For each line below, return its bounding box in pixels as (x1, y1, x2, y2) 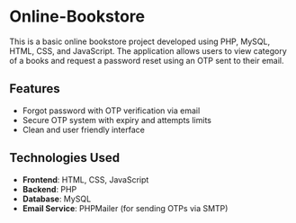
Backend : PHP (22, 183, 77, 194)
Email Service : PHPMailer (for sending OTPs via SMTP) (22, 202, 229, 213)
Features (9, 81, 60, 96)
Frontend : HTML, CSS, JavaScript (22, 174, 149, 185)
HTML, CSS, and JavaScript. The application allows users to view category (9, 45, 288, 56)
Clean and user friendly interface (22, 124, 146, 135)
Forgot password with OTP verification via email (22, 105, 201, 116)
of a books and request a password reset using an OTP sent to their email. (9, 55, 284, 66)
